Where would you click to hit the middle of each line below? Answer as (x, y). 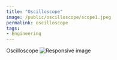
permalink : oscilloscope (37, 23)
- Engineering (24, 34)
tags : (13, 28)
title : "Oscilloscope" (34, 12)
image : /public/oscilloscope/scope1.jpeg (59, 17)
